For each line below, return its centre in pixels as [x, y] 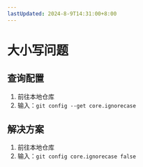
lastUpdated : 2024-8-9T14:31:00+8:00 [62, 14]
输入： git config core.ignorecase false [76, 156]
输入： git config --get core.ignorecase [76, 105]
